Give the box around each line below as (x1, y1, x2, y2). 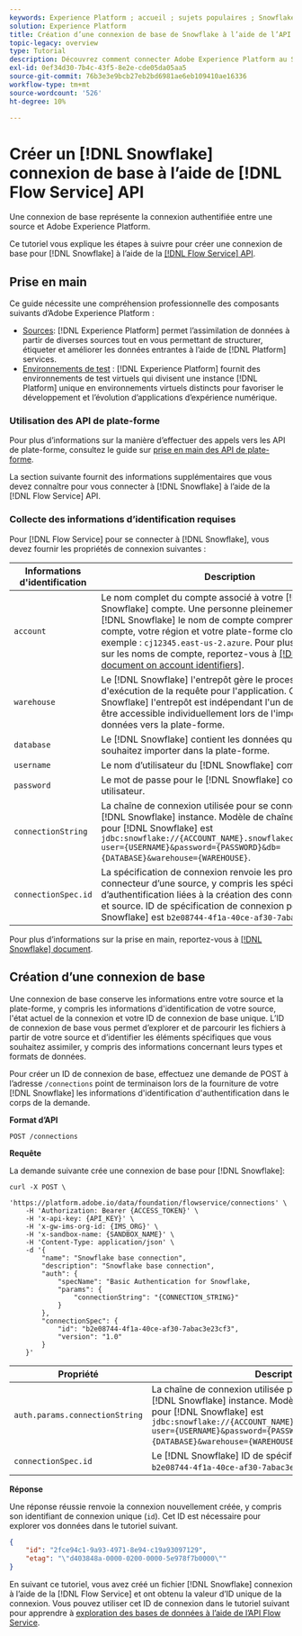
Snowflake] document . (9, 943, 93, 954)
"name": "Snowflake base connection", (41, 1253, 187, 1262)
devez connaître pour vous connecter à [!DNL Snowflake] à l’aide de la (9, 481, 271, 492)
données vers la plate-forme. (101, 718, 226, 730)
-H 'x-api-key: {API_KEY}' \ (25, 1214, 135, 1223)
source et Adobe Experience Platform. (9, 221, 151, 232)
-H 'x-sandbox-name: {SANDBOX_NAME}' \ (25, 1230, 175, 1239)
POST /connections (9, 1132, 78, 1141)
